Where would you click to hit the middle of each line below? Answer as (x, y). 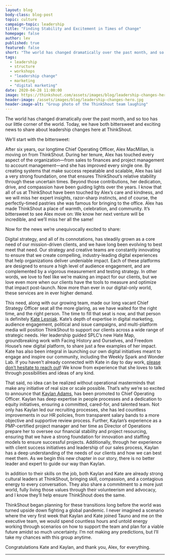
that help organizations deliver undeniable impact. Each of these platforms (83, 261)
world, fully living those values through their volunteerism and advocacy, (81, 490)
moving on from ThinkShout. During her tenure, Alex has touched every (80, 155)
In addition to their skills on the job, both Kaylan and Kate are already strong (84, 474)
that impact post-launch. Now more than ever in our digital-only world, (79, 288)
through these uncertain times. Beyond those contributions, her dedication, (83, 182)
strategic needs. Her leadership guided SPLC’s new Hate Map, (70, 335)
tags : (11, 57)
